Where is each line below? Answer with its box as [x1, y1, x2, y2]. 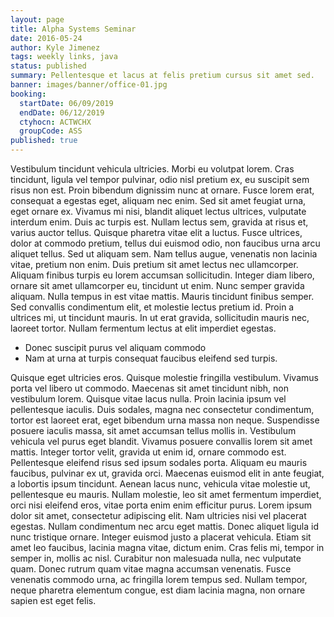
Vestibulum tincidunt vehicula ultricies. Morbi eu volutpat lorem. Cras [10, 163, 295, 175]
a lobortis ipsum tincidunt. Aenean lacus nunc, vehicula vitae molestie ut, [10, 478, 311, 490]
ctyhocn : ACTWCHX [19, 117, 92, 127]
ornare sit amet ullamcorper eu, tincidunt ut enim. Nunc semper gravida [10, 280, 305, 291]
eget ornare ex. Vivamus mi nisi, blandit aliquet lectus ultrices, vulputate [10, 206, 307, 217]
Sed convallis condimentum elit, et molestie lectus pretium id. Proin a [10, 301, 295, 313]
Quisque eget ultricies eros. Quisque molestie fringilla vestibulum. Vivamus [10, 372, 319, 383]
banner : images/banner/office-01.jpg [10, 80, 168, 90]
